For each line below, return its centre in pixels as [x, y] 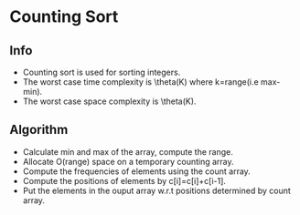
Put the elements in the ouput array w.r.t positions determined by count [156, 190]
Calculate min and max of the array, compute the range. [128, 151]
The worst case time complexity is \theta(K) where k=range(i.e [140, 82]
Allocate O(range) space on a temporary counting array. [129, 161]
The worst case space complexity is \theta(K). [109, 101]
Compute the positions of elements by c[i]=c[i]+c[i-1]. [124, 180]
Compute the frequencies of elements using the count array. [137, 171]
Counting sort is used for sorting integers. [102, 72]
